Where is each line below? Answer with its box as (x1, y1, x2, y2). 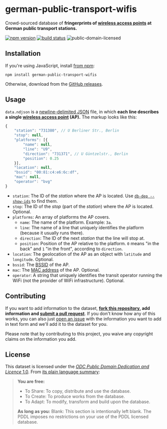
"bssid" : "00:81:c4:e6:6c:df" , (14, 170, 79, 175)
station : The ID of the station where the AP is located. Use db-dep (12, 193, 148, 199)
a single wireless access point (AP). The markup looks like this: (5, 114, 137, 120)
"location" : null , (14, 165, 52, 170)
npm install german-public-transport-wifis (5, 72, 97, 77)
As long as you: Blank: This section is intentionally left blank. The (17, 409, 152, 415)
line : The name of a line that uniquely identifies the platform (19, 224, 144, 230)
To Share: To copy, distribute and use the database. (24, 388, 131, 394)
